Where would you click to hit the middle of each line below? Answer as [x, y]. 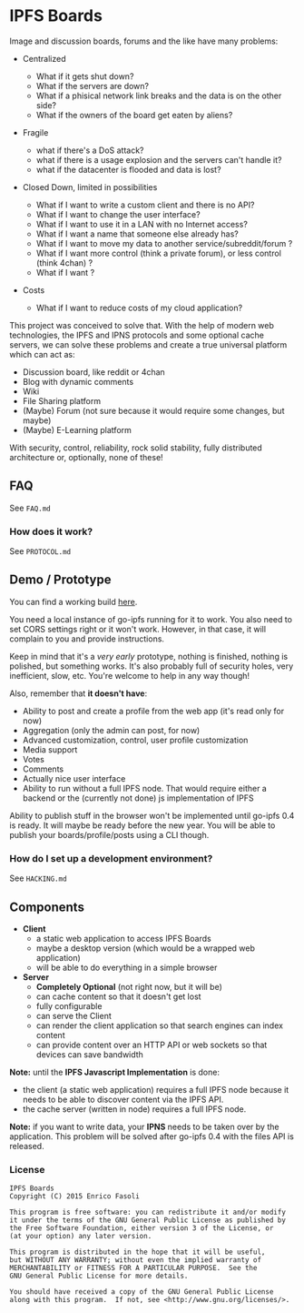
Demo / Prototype [60, 580]
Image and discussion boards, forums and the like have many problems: [144, 41]
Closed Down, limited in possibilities [90, 187]
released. [27, 1146]
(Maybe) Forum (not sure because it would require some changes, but [153, 410]
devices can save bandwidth [89, 1054]
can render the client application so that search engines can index [160, 1025]
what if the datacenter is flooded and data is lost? [128, 169]
